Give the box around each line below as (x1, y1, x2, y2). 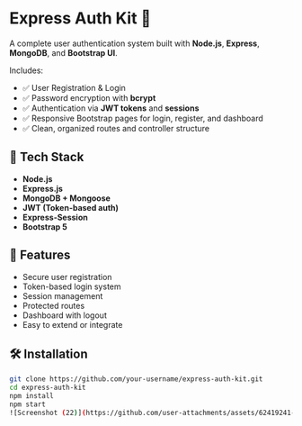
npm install (9, 392, 54, 401)
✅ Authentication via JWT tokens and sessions (22, 103, 200, 113)
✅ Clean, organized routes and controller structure (22, 122, 210, 133)
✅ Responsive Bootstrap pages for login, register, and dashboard (22, 113, 263, 123)
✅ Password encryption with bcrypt (22, 92, 156, 103)
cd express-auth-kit (9, 383, 87, 393)
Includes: (9, 65, 43, 76)
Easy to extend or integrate (22, 319, 123, 330)
